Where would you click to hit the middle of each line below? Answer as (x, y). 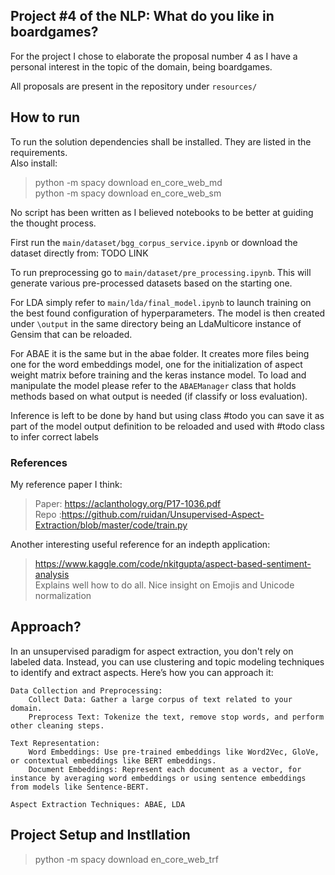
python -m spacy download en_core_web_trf (126, 859)
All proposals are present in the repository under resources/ (134, 86)
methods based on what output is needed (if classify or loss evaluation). (159, 396)
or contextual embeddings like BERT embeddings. (113, 760)
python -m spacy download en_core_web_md (128, 182)
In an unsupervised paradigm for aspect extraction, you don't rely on (152, 651)
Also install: (34, 163)
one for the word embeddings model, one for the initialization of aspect (156, 364)
